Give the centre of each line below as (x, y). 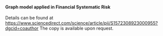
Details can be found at (29, 18)
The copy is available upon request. (76, 28)
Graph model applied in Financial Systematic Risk (58, 7)
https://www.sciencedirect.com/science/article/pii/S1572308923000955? (81, 23)
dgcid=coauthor (22, 28)
